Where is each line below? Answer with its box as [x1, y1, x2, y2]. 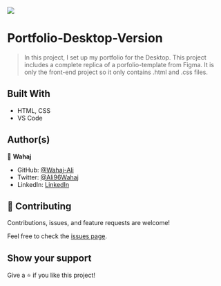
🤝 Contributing [7, 200, 72, 212]
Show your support [7, 252, 92, 264]
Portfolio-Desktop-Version [7, 30, 164, 46]
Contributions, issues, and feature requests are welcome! [7, 219, 171, 227]
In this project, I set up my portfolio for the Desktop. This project [23, 53, 207, 62]
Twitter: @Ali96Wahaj [17, 173, 79, 181]
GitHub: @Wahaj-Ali [17, 166, 74, 174]
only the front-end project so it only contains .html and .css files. [23, 68, 209, 76]
